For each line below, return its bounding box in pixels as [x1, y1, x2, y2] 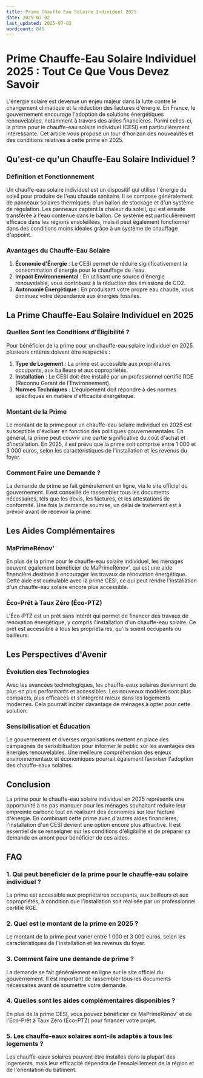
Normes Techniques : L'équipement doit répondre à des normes [15, 386, 177, 393]
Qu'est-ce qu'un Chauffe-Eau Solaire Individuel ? [6, 154, 196, 164]
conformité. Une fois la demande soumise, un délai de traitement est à [6, 502, 182, 509]
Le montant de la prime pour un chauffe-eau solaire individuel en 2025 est [6, 421, 192, 428]
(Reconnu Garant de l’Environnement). [15, 379, 111, 386]
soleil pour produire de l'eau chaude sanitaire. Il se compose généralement [6, 192, 193, 200]
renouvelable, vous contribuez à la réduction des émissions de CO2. [15, 280, 186, 287]
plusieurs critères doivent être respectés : [6, 348, 111, 355]
